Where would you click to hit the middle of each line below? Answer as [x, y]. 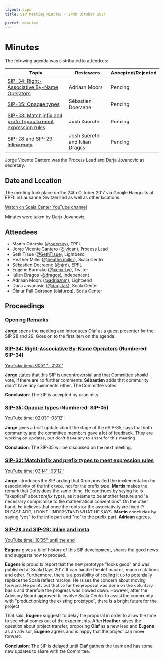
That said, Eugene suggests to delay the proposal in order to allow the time [81, 615]
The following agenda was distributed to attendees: [57, 61]
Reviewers [87, 73]
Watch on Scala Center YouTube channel [46, 207]
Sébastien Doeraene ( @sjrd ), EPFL [47, 265]
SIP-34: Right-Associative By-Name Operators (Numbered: [77, 348]
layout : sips [18, 10]
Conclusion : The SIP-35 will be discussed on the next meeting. [69, 448]
